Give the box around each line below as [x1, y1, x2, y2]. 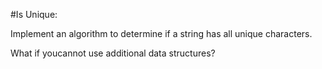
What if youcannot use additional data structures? [10, 47, 216, 59]
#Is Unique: [10, 9, 58, 20]
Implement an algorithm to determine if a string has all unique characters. [10, 28, 313, 39]
